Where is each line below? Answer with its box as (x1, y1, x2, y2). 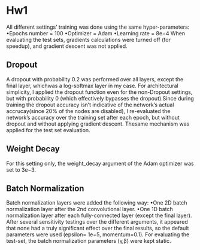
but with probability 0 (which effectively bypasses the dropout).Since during (6, 94, 195, 102)
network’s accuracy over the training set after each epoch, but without (6, 114, 180, 121)
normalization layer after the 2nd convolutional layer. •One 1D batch (6, 206, 173, 213)
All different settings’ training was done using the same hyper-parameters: (6, 23, 190, 31)
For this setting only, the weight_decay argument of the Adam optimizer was (6, 160, 194, 167)
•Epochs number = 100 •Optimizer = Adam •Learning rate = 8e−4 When (6, 29, 186, 36)
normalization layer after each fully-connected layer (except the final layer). (6, 212, 192, 219)
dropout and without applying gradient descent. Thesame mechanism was (6, 120, 190, 127)
